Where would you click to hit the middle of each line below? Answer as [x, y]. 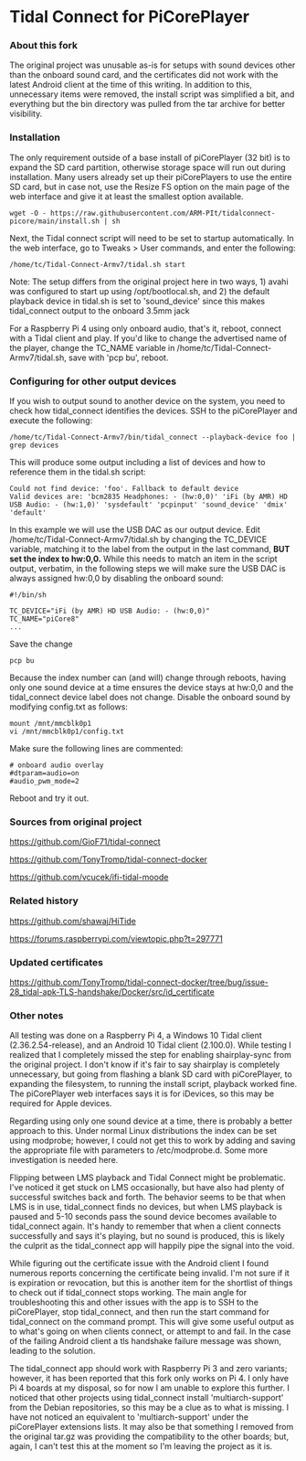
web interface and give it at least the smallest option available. [127, 196]
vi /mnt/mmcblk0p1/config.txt [67, 732]
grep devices [34, 445]
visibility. [26, 114]
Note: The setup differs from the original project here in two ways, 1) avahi [149, 282]
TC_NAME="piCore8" [44, 619]
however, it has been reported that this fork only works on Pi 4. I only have [149, 1379]
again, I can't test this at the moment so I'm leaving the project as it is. [141, 1446]
